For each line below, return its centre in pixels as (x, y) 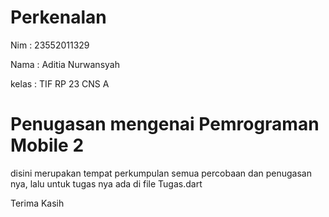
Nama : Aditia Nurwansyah (65, 64)
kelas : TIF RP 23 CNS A (60, 83)
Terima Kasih (37, 203)
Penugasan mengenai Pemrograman (165, 124)
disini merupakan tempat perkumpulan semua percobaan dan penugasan (161, 173)
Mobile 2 (47, 145)
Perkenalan (58, 17)
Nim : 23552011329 (50, 45)
